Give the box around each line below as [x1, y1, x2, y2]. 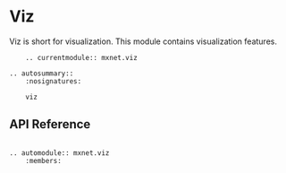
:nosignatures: [25, 76, 82, 86]
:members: [25, 156, 63, 165]
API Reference [9, 117, 91, 132]
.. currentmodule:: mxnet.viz [25, 53, 139, 62]
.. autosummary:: [9, 69, 74, 78]
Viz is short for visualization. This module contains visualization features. [9, 36, 277, 47]
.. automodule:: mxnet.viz [9, 148, 110, 158]
